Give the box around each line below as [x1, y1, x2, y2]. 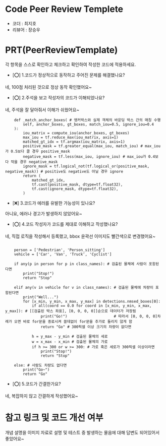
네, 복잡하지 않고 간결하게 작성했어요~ [5, 393, 78, 399]
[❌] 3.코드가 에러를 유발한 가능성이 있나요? [12, 200, 95, 206]
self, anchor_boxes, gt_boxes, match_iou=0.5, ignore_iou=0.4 [23, 122, 154, 127]
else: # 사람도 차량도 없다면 [14, 363, 67, 368]
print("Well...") [23, 294, 58, 300]
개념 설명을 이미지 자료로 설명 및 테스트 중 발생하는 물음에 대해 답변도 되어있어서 [5, 429, 160, 435]
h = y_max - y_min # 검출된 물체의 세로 [31, 334, 108, 339]
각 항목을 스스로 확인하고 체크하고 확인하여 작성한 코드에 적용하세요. [5, 61, 136, 67]
